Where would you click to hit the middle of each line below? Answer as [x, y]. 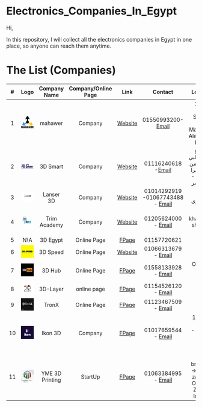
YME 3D [51, 374]
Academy [51, 225]
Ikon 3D [51, 333]
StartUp [90, 377]
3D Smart [51, 166]
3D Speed [51, 252]
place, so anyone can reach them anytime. [59, 46]
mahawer [51, 123]
